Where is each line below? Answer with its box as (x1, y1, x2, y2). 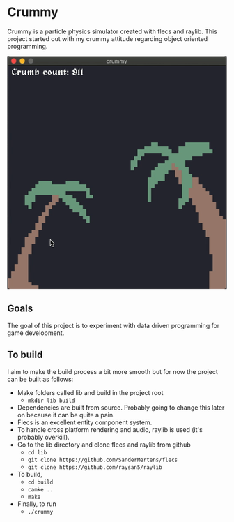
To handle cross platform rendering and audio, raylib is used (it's (17, 425, 203, 433)
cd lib (27, 449, 47, 456)
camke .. (27, 486, 54, 493)
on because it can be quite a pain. (17, 410, 115, 419)
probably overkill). (17, 433, 70, 441)
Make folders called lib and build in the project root (17, 388, 164, 396)
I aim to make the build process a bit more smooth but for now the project (7, 367, 218, 375)
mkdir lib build (27, 397, 75, 404)
